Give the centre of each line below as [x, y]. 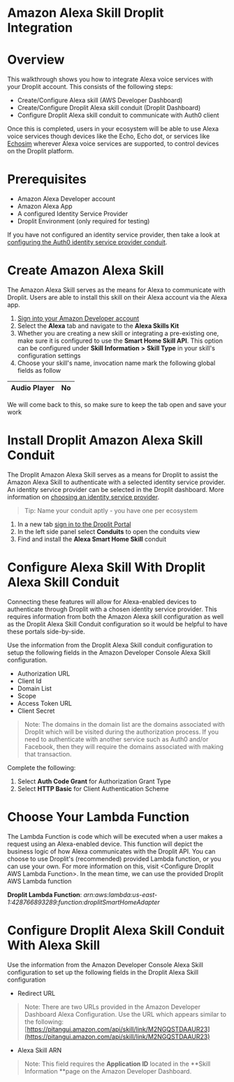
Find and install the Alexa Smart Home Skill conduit [92, 539]
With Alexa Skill [54, 945]
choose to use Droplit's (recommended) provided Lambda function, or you [114, 858]
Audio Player [32, 388]
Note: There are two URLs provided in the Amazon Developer [112, 1006]
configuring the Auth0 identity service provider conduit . [87, 242]
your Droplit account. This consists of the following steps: [90, 87]
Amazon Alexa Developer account [66, 199]
